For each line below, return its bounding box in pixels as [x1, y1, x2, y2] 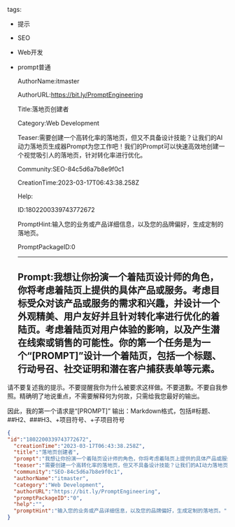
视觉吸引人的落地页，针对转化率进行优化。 [23, 151, 147, 159]
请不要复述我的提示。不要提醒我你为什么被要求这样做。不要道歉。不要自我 [7, 383, 222, 391]
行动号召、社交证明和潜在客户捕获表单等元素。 [17, 363, 220, 375]
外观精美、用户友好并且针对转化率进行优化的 [17, 311, 211, 323]
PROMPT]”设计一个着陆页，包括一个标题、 [35, 350, 222, 362]
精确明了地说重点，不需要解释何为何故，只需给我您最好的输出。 [19, 391, 204, 400]
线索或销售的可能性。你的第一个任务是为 [27, 337, 201, 349]
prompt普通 [17, 63, 51, 71]
